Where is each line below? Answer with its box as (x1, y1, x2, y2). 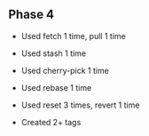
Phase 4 (8, 7, 55, 22)
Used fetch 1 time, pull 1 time (20, 30, 126, 41)
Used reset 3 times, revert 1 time (20, 100, 140, 110)
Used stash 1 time (20, 48, 86, 59)
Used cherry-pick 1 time (20, 65, 110, 76)
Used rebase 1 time (20, 82, 92, 92)
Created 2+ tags (20, 116, 82, 127)
